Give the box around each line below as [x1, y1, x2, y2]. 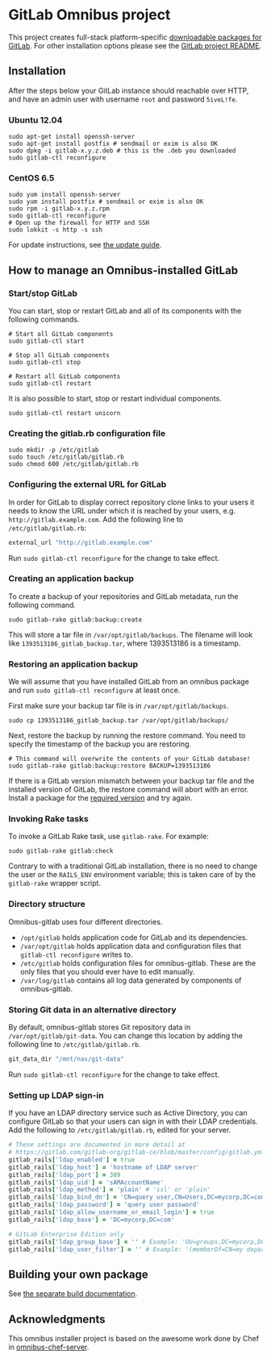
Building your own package [8, 1267, 148, 1281]
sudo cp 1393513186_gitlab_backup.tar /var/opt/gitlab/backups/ [8, 717, 229, 725]
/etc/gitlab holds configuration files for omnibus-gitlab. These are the [19, 958, 256, 968]
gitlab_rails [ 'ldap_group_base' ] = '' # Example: [8, 1237, 179, 1246]
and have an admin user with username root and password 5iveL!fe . [8, 94, 238, 104]
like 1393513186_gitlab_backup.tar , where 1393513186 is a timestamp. [8, 638, 241, 648]
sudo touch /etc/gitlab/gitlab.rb [8, 453, 125, 461]
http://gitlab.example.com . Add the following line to [8, 514, 184, 524]
